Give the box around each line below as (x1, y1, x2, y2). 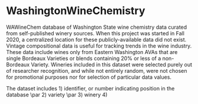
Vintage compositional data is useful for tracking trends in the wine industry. (6, 42, 192, 49)
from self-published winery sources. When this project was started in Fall (6, 29, 185, 36)
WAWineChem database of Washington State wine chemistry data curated (6, 24, 187, 31)
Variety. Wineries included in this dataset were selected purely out (31, 61, 192, 68)
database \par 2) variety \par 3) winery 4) (6, 91, 108, 98)
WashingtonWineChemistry (6, 4, 146, 18)
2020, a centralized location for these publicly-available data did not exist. (6, 36, 187, 43)
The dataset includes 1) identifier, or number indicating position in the (6, 85, 175, 92)
